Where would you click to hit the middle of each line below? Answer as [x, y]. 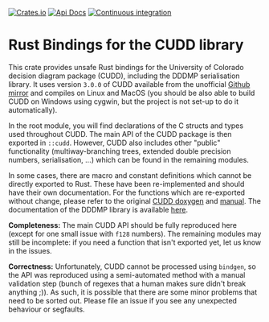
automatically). [33, 109]
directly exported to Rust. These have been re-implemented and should [126, 184]
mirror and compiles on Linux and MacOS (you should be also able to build [132, 93]
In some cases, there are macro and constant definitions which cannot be [130, 175]
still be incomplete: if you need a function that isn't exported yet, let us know [135, 242]
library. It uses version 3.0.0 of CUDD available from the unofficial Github [129, 84]
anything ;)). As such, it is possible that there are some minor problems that [133, 292]
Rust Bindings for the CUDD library [126, 45]
